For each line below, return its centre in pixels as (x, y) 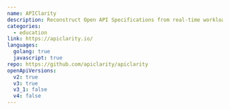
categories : (24, 26)
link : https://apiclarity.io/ (50, 39)
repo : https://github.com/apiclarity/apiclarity (78, 64)
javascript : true (38, 58)
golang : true (32, 52)
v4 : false (27, 96)
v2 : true (26, 77)
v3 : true (26, 83)
